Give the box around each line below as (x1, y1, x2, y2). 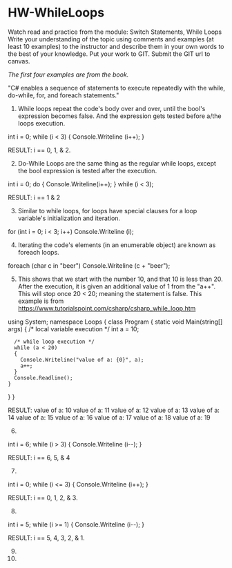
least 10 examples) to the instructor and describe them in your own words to (8, 42, 224, 50)
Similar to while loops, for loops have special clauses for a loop (17, 206, 197, 215)
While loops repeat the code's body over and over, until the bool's (17, 104, 206, 112)
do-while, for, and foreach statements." (8, 91, 119, 99)
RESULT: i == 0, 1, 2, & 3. (8, 493, 78, 502)
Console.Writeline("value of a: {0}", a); (20, 356, 144, 363)
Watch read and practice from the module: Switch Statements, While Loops (8, 28, 222, 36)
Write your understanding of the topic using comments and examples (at (8, 35, 215, 43)
